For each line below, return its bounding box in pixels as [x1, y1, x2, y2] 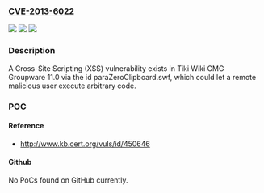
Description [8, 45, 56, 57]
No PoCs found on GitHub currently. [8, 175, 128, 185]
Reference [8, 121, 44, 131]
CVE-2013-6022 [8, 6, 75, 17]
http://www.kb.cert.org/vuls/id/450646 [19, 139, 151, 149]
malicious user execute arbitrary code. [8, 81, 136, 90]
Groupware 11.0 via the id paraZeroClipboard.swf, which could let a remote [8, 72, 257, 82]
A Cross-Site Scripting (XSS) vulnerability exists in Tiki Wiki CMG [8, 63, 224, 73]
